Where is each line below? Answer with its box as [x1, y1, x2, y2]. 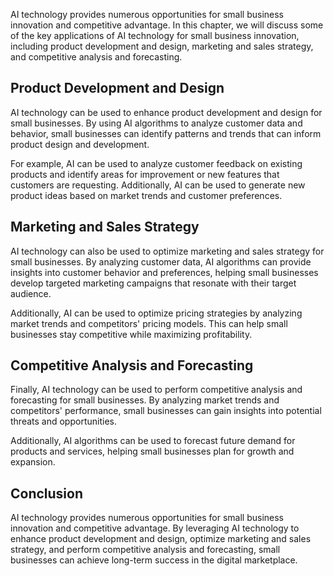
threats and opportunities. [10, 415, 117, 428]
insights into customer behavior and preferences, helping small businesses [10, 266, 319, 278]
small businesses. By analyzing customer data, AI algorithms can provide [10, 255, 312, 268]
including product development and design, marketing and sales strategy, [10, 40, 314, 52]
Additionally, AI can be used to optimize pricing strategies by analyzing [10, 307, 303, 319]
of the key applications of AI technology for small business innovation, [10, 30, 300, 41]
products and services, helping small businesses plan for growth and [10, 445, 295, 458]
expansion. [10, 456, 56, 468]
